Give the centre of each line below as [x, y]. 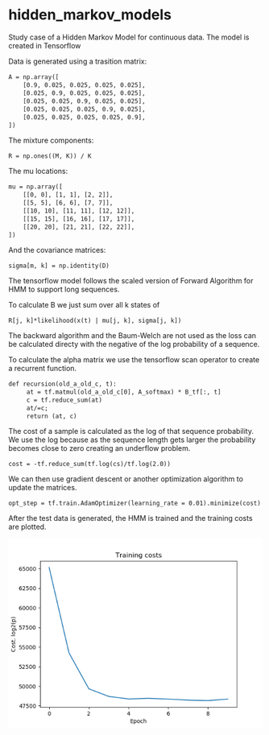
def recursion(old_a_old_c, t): [62, 384]
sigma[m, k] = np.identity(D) [59, 266]
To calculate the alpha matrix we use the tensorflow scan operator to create [134, 359]
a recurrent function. [43, 368]
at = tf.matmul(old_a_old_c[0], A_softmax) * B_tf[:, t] [124, 392]
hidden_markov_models [90, 15]
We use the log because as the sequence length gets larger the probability [132, 440]
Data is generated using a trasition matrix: [78, 61]
